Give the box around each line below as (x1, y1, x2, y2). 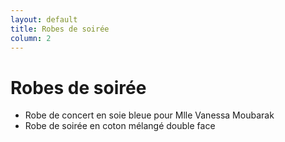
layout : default (10, 14, 78, 25)
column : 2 (10, 33, 52, 43)
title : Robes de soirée (10, 24, 110, 34)
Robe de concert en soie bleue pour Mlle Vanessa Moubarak (24, 109, 275, 121)
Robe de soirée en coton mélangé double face (24, 120, 216, 132)
